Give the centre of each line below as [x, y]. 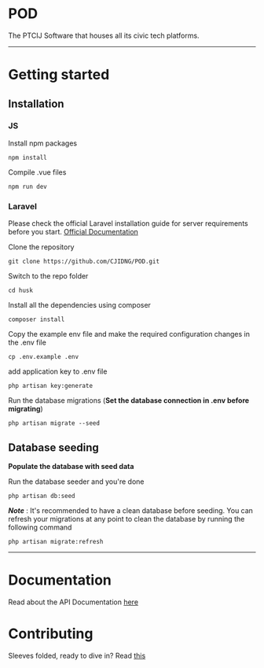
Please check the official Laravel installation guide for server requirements [128, 223]
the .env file [27, 342]
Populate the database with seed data [71, 466]
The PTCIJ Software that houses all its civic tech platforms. [104, 35]
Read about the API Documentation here [73, 602]
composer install [37, 319]
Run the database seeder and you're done [76, 482]
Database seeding [54, 447]
